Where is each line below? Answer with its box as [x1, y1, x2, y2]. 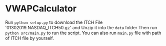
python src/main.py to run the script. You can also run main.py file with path [5, 30, 161, 36]
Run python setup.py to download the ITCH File [5, 19, 103, 25]
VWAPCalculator [5, 3, 76, 14]
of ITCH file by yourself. [5, 35, 54, 41]
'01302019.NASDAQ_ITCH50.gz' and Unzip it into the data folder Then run [5, 24, 157, 30]
